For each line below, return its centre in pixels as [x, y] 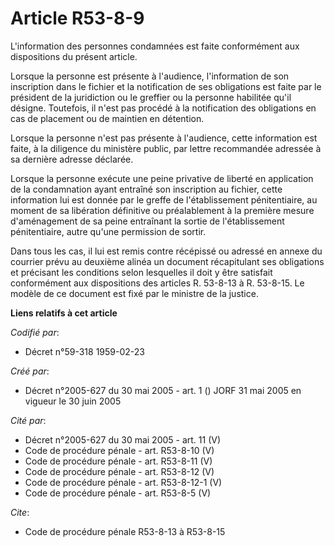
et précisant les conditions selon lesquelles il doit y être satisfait [141, 272]
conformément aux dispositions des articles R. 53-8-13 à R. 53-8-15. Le [157, 283]
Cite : [20, 512]
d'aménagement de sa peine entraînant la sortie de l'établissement [147, 221]
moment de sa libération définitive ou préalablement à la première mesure [162, 210]
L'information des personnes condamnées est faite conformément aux [155, 46]
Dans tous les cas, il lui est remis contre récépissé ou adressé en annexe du [166, 251]
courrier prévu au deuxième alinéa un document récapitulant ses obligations [167, 261]
